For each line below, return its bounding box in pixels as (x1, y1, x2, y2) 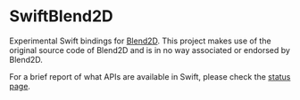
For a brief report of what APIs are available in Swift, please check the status (9, 71, 291, 81)
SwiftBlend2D (9, 6, 113, 27)
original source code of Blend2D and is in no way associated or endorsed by (9, 44, 290, 55)
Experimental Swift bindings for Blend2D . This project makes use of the (9, 35, 271, 46)
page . (9, 81, 31, 91)
